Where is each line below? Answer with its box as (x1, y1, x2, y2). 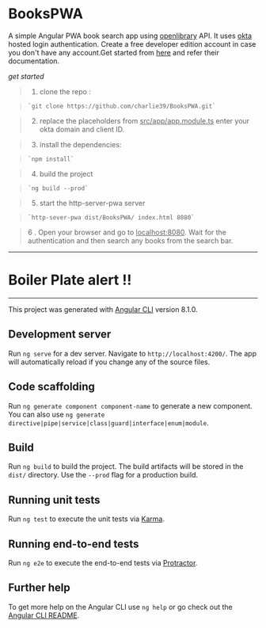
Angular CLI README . (8, 611, 80, 620)
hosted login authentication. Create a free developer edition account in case (8, 39, 256, 48)
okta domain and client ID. (39, 124, 125, 134)
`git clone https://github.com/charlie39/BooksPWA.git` (27, 102, 216, 110)
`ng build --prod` (27, 184, 89, 192)
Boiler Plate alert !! (8, 271, 132, 289)
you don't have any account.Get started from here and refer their (8, 48, 220, 57)
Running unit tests (8, 493, 101, 507)
